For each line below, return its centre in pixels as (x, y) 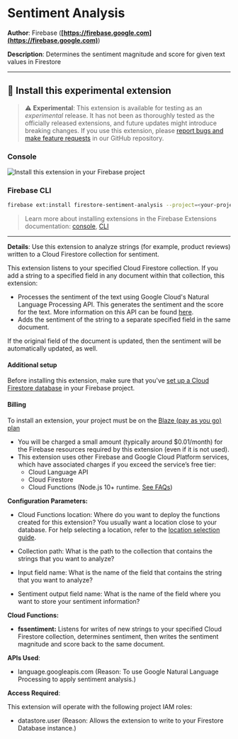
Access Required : (34, 693)
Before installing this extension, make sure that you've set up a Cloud (108, 381)
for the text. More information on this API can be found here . (106, 312)
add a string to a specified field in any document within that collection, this (116, 276)
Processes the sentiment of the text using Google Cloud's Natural (113, 297)
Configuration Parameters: (48, 501)
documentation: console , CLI (67, 226)
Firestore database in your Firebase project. (71, 388)
